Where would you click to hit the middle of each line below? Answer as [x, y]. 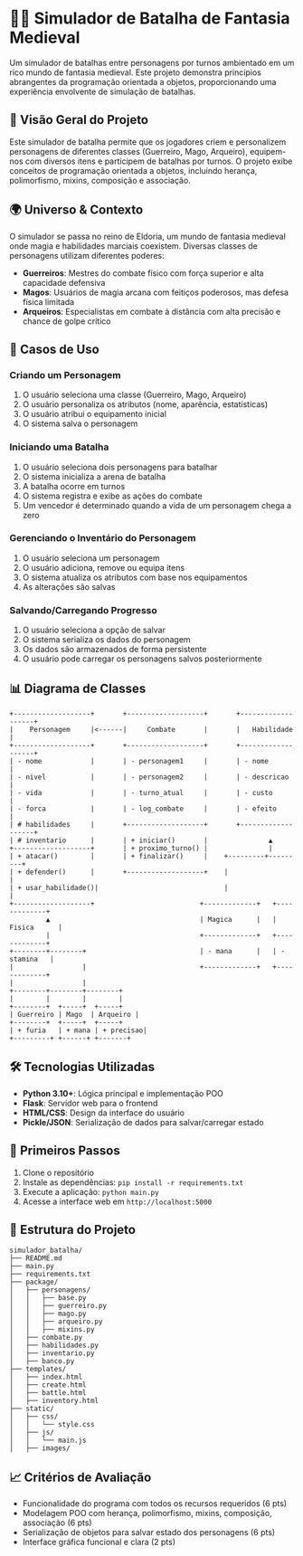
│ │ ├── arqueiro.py [56, 1322]
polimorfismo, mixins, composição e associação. [100, 180]
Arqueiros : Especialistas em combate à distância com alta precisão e [151, 311]
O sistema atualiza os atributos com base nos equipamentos [135, 577]
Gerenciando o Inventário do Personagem [103, 538]
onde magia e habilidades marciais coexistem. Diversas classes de [133, 246]
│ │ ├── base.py [48, 1298]
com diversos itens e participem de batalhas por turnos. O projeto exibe [159, 161]
